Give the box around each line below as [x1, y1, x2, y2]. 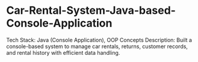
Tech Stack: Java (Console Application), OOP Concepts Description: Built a [6, 36, 193, 43]
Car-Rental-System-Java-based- [6, 4, 176, 17]
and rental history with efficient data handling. [6, 49, 120, 56]
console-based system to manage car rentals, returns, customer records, [6, 43, 188, 50]
